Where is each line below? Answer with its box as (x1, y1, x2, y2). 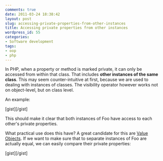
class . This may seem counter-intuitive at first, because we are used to (5, 77, 148, 82)
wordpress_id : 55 (5, 30, 41, 35)
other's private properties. (5, 121, 58, 127)
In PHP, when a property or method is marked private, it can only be (5, 66, 142, 72)
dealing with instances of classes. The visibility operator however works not (5, 82, 158, 88)
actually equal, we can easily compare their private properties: (5, 141, 131, 147)
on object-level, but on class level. (5, 87, 74, 93)
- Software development (5, 39, 54, 44)
